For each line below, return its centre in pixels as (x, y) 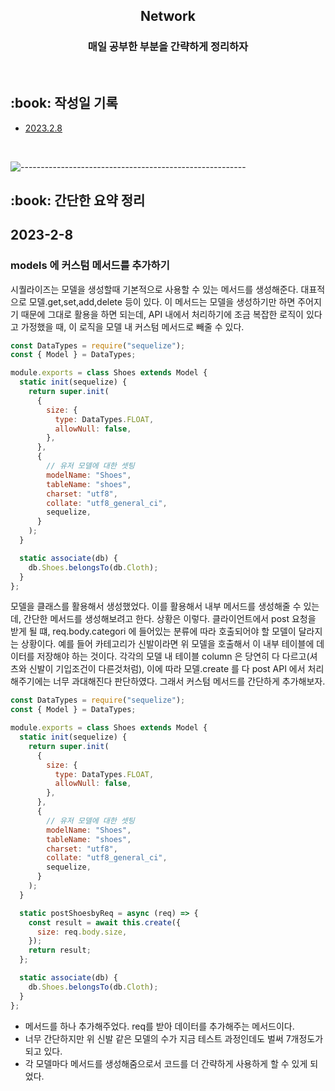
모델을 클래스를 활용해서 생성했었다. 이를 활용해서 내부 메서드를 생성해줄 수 (156, 606)
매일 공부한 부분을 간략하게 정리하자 (168, 47)
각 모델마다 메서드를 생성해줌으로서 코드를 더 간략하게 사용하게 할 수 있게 (166, 1063)
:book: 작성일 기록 (64, 103)
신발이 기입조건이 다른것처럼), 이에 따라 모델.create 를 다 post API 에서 (167, 669)
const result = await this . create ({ (105, 922)
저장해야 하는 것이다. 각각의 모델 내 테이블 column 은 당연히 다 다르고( (173, 656)
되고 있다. (43, 1051)
